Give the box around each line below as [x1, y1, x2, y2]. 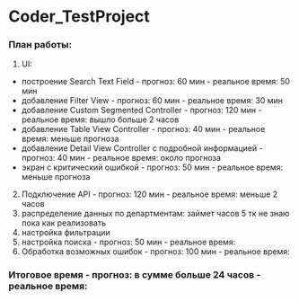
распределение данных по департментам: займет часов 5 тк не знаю [21, 208, 290, 219]
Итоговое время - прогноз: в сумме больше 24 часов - [8, 269, 261, 281]
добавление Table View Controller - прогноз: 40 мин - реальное [21, 124, 266, 135]
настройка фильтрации [21, 227, 110, 238]
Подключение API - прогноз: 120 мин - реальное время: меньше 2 [21, 189, 278, 199]
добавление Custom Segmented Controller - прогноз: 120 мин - [21, 105, 262, 116]
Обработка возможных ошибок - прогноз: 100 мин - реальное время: [21, 246, 291, 257]
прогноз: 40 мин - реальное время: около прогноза [21, 153, 222, 164]
